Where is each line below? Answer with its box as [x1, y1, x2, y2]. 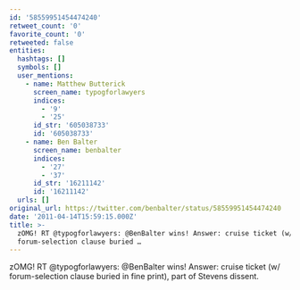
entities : [9, 46, 46, 55]
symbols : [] [17, 63, 62, 72]
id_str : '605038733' [32, 121, 110, 130]
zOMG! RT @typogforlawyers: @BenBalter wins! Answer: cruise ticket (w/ [9, 261, 281, 272]
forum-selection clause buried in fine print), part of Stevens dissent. [9, 271, 259, 282]
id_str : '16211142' [32, 179, 105, 188]
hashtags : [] [17, 54, 66, 63]
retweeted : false [9, 37, 74, 47]
